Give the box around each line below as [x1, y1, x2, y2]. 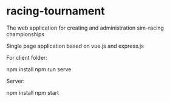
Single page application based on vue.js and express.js [6, 42, 144, 49]
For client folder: [6, 54, 47, 61]
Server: [6, 77, 25, 84]
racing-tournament [6, 4, 105, 18]
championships [6, 30, 45, 37]
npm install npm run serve [6, 65, 72, 73]
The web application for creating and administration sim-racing [6, 24, 164, 31]
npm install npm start [6, 89, 59, 96]
